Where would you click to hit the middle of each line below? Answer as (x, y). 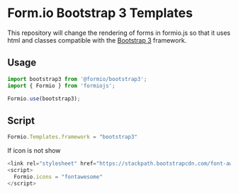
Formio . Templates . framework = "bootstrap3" (73, 137)
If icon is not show (34, 151)
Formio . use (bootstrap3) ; (44, 98)
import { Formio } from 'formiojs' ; (61, 86)
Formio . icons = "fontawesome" (58, 177)
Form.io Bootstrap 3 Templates (100, 13)
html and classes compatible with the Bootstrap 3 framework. (97, 40)
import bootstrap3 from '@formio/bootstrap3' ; (77, 79)
